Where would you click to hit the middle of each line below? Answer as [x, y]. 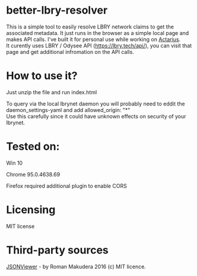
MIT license [20, 226]
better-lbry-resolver [57, 10]
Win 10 [14, 163]
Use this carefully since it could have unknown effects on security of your [96, 116]
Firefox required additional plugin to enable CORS [67, 186]
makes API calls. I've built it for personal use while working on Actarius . [93, 39]
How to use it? [42, 76]
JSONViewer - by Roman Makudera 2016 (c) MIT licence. [76, 267]
